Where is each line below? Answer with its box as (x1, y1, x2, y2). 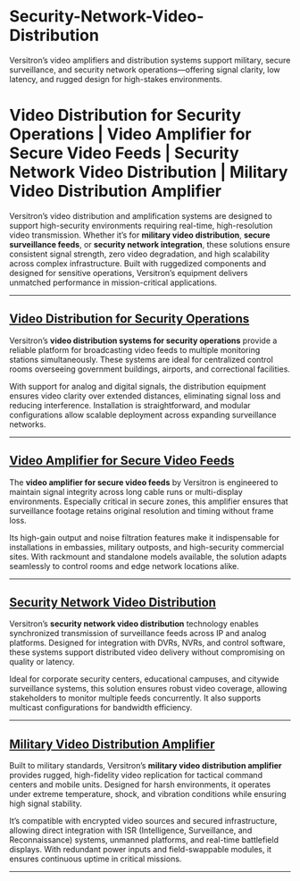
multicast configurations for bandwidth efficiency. (9, 702, 193, 713)
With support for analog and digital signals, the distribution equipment (9, 381, 266, 391)
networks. (9, 418, 46, 430)
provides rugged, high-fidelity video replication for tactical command (9, 770, 263, 781)
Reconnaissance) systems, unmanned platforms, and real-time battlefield (9, 835, 279, 845)
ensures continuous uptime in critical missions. (9, 853, 182, 864)
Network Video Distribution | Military (9, 163, 288, 182)
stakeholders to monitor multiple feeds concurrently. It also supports (9, 692, 262, 703)
